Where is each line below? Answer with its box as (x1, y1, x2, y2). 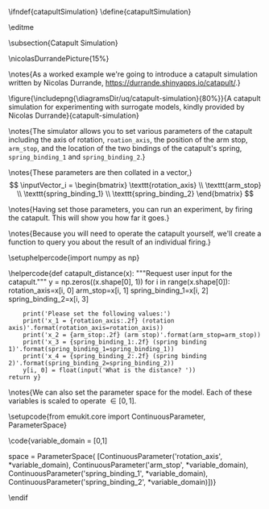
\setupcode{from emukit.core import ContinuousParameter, (8, 411, 206, 421)
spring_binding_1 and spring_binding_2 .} (8, 152, 146, 161)
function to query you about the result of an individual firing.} (8, 237, 211, 247)
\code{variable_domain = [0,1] (8, 436, 108, 445)
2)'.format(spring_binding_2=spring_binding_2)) (8, 359, 175, 367)
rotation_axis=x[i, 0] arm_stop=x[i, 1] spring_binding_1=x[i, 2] (8, 286, 209, 295)
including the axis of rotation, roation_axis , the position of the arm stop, (8, 135, 248, 144)
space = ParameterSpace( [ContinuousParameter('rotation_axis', (8, 452, 223, 461)
